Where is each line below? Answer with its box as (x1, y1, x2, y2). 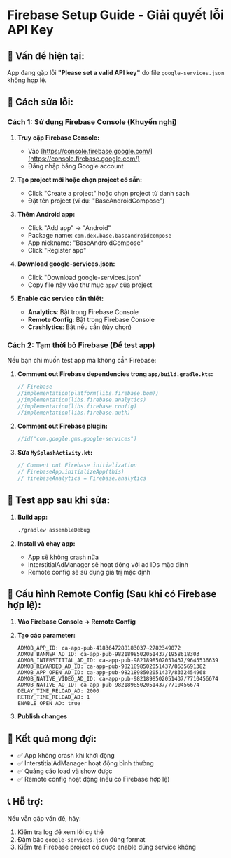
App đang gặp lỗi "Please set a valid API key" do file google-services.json (7, 69, 225, 76)
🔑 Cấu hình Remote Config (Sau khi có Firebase (7, 588, 217, 600)
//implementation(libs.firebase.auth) (17, 409, 131, 417)
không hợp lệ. (7, 76, 47, 84)
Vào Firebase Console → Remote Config (17, 617, 136, 626)
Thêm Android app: (17, 210, 76, 218)
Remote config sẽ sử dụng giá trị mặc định (27, 568, 150, 576)
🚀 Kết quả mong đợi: (7, 732, 97, 744)
